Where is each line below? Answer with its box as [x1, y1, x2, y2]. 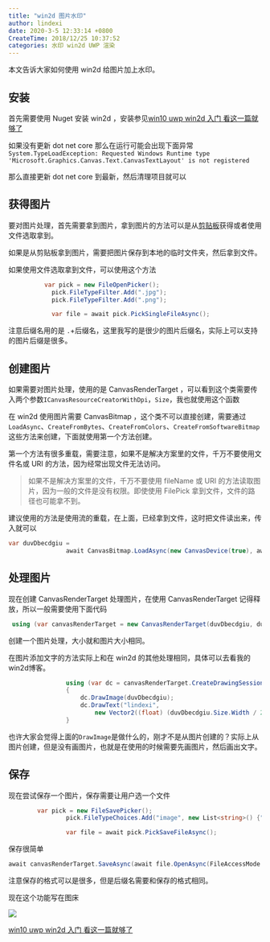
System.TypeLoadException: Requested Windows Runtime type [8, 150, 211, 158]
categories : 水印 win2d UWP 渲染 [8, 42, 116, 50]
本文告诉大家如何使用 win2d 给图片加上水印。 [8, 65, 160, 75]
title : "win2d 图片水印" [8, 11, 87, 20]
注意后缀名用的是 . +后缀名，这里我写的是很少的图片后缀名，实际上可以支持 [8, 326, 259, 335]
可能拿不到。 [42, 496, 85, 506]
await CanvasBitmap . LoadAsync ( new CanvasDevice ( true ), [65, 546, 253, 555]
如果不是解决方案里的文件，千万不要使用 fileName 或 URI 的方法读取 [27, 476, 254, 486]
